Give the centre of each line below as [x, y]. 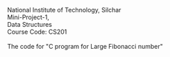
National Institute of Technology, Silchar [64, 10]
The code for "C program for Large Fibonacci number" [85, 46]
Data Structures [29, 24]
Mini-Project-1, [28, 17]
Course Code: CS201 [37, 32]
